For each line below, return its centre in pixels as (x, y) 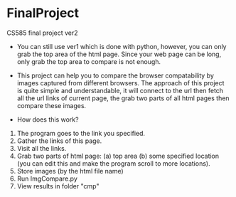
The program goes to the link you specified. (81, 133)
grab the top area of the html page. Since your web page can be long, (119, 54)
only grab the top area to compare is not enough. (89, 61)
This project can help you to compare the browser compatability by (116, 75)
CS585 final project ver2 (43, 33)
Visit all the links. (42, 148)
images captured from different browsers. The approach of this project (120, 82)
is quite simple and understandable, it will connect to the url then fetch (120, 90)
